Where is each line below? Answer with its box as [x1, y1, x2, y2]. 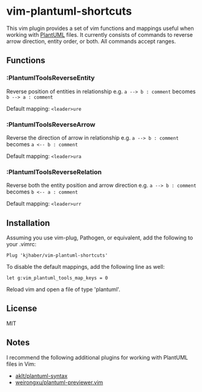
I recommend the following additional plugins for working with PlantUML [6, 353, 189, 361]
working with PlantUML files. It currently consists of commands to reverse [6, 31, 193, 38]
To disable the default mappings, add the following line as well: [6, 263, 165, 271]
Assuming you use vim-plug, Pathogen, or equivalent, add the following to [6, 234, 193, 241]
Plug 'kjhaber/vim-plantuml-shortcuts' [6, 252, 108, 258]
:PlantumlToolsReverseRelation [6, 167, 102, 176]
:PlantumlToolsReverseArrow [6, 120, 96, 129]
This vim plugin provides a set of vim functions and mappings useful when [6, 24, 194, 32]
